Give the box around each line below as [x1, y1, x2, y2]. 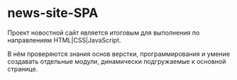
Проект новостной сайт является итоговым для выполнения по [7, 28, 200, 37]
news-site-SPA [7, 5, 99, 21]
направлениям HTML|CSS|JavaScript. [7, 35, 121, 44]
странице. [7, 64, 38, 73]
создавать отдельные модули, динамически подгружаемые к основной [7, 57, 226, 65]
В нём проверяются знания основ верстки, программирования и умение [7, 50, 231, 58]
